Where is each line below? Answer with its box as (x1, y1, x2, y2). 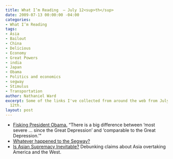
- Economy (5, 50, 27, 55)
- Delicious (5, 46, 31, 51)
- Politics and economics (5, 74, 61, 79)
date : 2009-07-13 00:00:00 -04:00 (5, 12, 80, 17)
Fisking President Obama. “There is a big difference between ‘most (12, 122, 155, 128)
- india (5, 60, 22, 65)
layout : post (5, 108, 33, 113)
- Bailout (5, 36, 27, 42)
